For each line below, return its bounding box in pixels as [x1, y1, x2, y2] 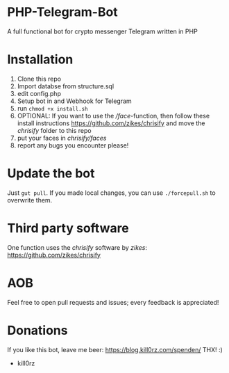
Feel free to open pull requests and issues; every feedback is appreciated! [7, 298, 219, 306]
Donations [7, 322, 68, 338]
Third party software [7, 221, 130, 236]
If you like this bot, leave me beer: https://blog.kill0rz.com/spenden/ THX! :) [7, 345, 223, 354]
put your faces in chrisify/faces [17, 134, 107, 142]
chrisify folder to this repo [17, 126, 92, 134]
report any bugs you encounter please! [17, 141, 129, 150]
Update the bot [7, 166, 95, 182]
